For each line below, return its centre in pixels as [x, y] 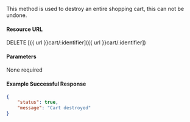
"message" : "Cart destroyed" [54, 108]
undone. [17, 15]
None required [24, 70]
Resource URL [25, 29]
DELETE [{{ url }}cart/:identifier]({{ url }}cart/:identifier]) [76, 42]
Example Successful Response [46, 84]
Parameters [21, 56]
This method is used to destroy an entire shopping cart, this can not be [95, 9]
